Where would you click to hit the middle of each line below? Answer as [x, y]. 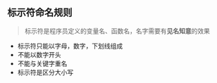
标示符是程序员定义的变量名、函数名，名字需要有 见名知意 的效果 [117, 31]
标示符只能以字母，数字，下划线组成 [70, 46]
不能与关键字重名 [42, 63]
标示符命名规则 [40, 13]
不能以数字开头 [39, 54]
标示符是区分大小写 [45, 72]
